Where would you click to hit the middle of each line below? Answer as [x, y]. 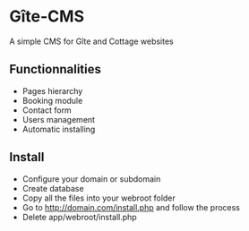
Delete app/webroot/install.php [79, 217]
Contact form [47, 110]
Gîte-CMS [47, 17]
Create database [53, 188]
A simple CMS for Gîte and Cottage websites [92, 41]
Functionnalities [55, 69]
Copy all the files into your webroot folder [99, 198]
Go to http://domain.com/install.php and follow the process [131, 207]
